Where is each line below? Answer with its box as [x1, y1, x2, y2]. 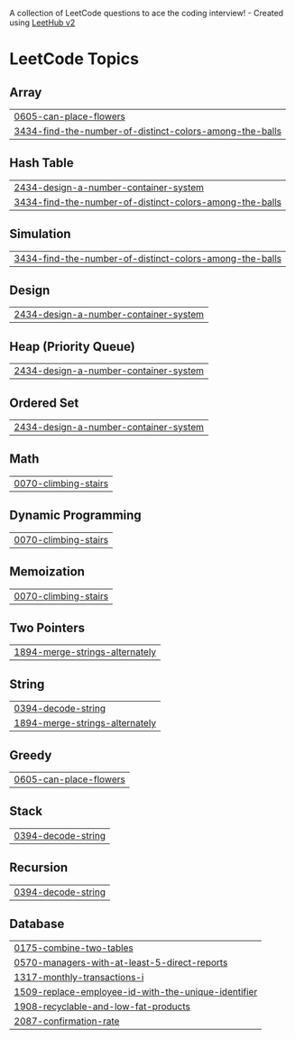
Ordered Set [9, 395, 79, 410]
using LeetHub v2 [9, 17, 76, 28]
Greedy [9, 748, 52, 763]
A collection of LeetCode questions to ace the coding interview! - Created [9, 8, 284, 18]
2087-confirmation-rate [14, 1015, 120, 1027]
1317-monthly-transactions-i [14, 971, 144, 984]
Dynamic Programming [9, 508, 142, 523]
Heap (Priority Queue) [9, 338, 135, 354]
